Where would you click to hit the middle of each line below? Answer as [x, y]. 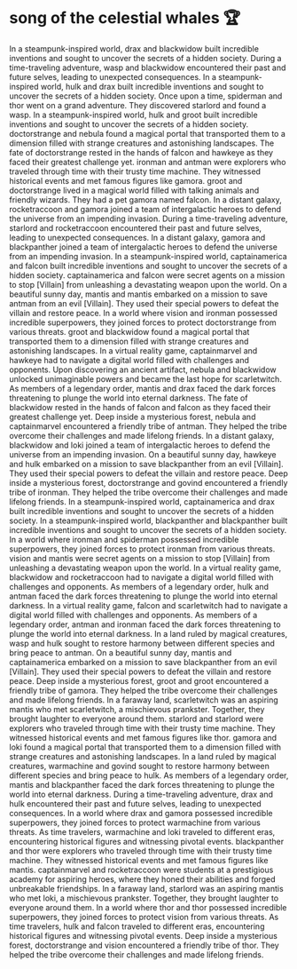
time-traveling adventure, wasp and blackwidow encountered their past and [148, 68]
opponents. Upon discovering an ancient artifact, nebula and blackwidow [143, 369]
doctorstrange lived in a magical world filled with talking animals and [134, 190]
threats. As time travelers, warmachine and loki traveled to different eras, [142, 831]
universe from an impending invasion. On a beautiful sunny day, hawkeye [143, 454]
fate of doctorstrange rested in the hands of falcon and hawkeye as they [141, 152]
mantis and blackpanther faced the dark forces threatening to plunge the [142, 784]
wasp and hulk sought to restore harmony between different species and [142, 643]
